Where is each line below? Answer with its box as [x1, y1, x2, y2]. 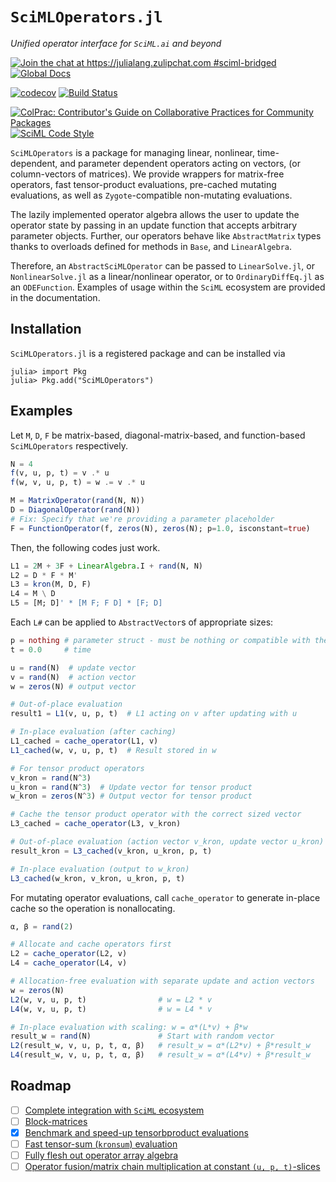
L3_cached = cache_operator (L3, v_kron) [10, 819, 182, 829]
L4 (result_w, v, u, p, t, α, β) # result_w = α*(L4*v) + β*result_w [10, 1050, 311, 1060]
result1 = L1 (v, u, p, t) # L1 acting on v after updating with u [10, 709, 298, 719]
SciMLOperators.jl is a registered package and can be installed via [10, 347, 286, 359]
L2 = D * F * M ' [10, 570, 78, 580]
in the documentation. [10, 291, 101, 303]
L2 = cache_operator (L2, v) [10, 949, 128, 959]
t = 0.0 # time [10, 644, 92, 655]
